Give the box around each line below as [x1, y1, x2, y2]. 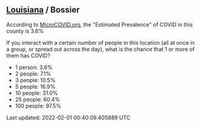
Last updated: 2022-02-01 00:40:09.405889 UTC [6, 114, 131, 121]
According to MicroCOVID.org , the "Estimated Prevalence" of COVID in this [6, 21, 193, 28]
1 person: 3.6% [15, 63, 53, 71]
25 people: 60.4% [15, 96, 61, 103]
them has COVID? [6, 51, 50, 59]
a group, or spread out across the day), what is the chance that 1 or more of [6, 45, 195, 53]
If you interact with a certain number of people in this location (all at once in [6, 39, 195, 46]
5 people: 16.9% [15, 83, 56, 90]
